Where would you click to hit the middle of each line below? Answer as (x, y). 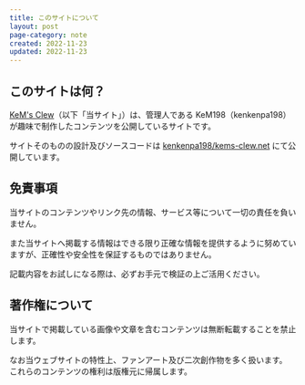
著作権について (51, 305)
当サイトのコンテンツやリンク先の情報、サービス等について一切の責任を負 (149, 212)
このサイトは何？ (57, 91)
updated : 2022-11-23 (49, 52)
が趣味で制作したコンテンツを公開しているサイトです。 (113, 126)
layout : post (34, 26)
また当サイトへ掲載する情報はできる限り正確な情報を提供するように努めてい (153, 243)
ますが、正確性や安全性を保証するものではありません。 (113, 254)
